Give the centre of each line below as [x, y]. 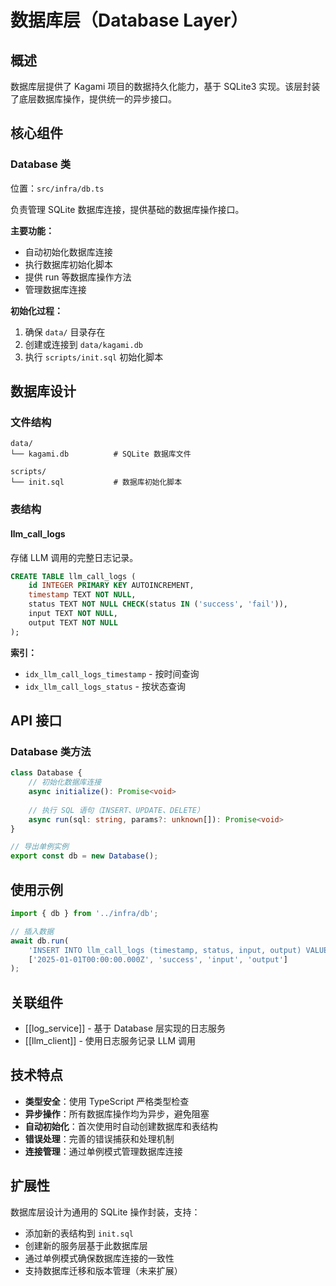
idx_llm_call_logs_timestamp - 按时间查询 [112, 673]
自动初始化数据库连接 [68, 252]
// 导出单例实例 [39, 847]
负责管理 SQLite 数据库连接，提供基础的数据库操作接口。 [127, 209]
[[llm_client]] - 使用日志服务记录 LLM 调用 [110, 1041]
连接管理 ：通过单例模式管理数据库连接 [103, 1151]
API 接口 [36, 721]
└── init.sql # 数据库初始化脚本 [96, 482]
